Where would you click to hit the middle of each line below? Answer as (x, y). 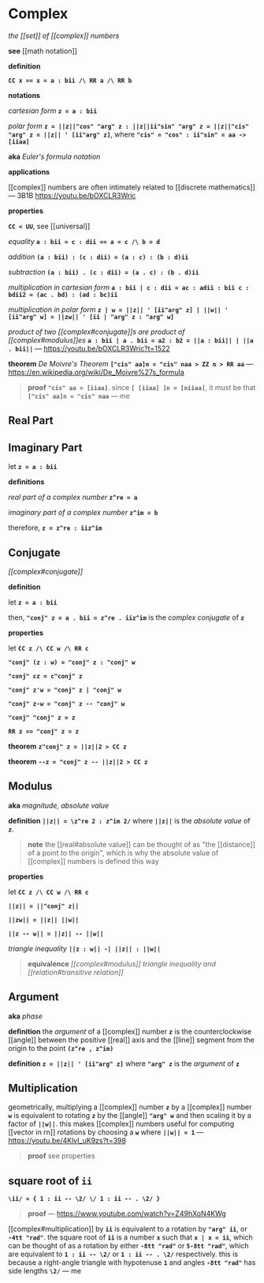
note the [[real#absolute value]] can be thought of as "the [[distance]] (141, 844)
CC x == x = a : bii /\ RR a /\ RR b (70, 81)
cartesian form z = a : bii (52, 111)
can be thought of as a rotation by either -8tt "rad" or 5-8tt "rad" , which (128, 1246)
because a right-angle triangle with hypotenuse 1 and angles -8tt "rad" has (132, 1262)
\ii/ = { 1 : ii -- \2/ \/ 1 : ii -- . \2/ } (84, 1199)
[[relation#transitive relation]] (75, 972)
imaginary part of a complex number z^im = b (83, 512)
